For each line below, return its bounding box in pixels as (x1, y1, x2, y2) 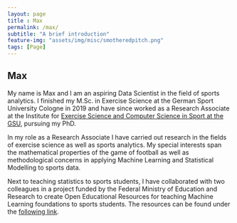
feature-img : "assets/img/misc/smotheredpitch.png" (7, 37, 164, 44)
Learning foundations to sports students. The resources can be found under (7, 199, 231, 208)
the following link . (7, 207, 59, 216)
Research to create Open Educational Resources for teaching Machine (7, 192, 214, 200)
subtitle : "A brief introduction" (7, 30, 110, 38)
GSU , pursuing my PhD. (7, 119, 76, 128)
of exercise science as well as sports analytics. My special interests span (7, 140, 222, 149)
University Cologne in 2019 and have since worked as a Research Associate (7, 104, 230, 113)
